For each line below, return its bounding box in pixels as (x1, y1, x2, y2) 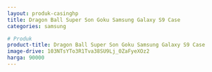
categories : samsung (7, 23, 67, 29)
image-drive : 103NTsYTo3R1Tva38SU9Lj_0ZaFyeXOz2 (7, 48, 150, 55)
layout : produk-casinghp (7, 10, 79, 17)
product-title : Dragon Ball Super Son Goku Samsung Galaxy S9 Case (7, 42, 206, 49)
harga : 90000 (7, 54, 45, 62)
